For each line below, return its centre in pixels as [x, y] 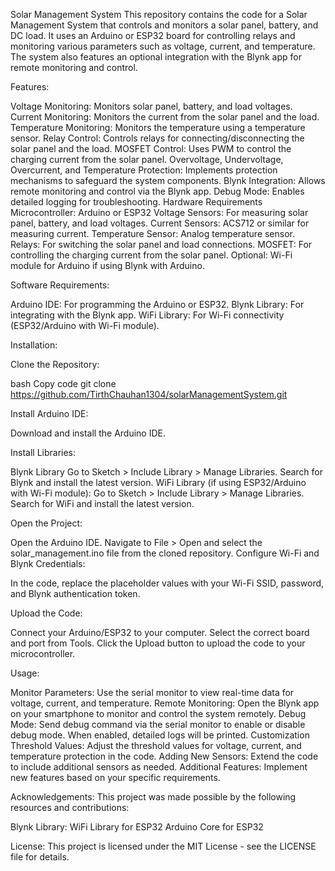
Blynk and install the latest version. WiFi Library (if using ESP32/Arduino [158, 482]
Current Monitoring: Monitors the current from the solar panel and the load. [165, 117]
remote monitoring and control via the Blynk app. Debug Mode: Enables [157, 191]
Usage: [25, 673]
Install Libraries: [43, 452]
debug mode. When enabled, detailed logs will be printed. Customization [160, 735]
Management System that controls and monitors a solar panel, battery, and [164, 25]
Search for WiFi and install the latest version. [102, 503]
